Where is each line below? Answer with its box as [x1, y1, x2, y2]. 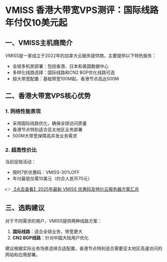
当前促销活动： [5, 158, 36, 165]
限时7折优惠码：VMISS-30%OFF [12, 169, 80, 175]
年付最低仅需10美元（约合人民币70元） [12, 175, 92, 181]
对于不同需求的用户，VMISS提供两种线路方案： [5, 218, 102, 224]
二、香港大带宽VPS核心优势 [5, 92, 91, 100]
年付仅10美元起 [5, 17, 67, 28]
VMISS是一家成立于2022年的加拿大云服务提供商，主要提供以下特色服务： [5, 53, 157, 58]
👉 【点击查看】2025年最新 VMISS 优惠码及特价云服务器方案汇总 [5, 186, 140, 192]
